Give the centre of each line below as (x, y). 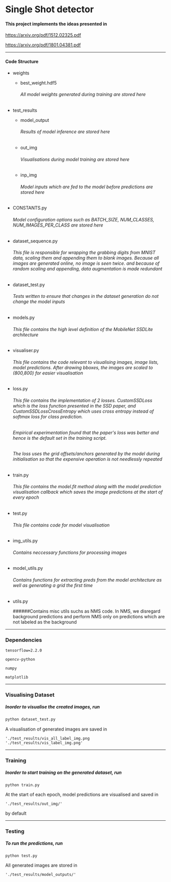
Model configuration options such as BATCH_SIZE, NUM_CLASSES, (83, 220)
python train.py (22, 785)
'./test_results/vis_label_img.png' (44, 743)
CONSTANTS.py (30, 208)
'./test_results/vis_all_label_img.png (48, 738)
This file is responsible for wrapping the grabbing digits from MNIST (84, 253)
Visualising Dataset (30, 695)
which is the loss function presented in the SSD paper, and (74, 406)
